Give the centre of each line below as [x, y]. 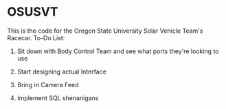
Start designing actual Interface [61, 72]
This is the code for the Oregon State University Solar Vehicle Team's [105, 31]
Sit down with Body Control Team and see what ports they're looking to [118, 51]
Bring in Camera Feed [48, 84]
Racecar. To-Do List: [36, 37]
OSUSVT [33, 12]
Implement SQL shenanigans [58, 98]
